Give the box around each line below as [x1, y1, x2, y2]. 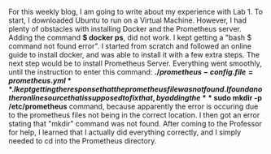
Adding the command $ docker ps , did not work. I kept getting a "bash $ [8, 32, 252, 42]
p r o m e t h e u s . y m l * [8, 76, 72, 85]
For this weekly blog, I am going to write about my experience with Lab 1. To [8, 7, 263, 16]
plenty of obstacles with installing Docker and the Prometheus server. [8, 24, 242, 33]
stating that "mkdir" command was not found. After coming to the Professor [8, 119, 262, 128]
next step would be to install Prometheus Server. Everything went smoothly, [8, 58, 262, 68]
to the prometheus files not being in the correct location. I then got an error [8, 110, 260, 120]
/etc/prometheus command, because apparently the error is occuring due [8, 101, 259, 111]
